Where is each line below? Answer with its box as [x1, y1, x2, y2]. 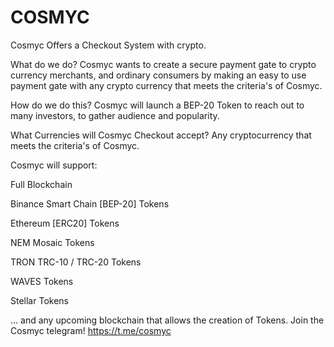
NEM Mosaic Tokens [10, 236, 95, 248]
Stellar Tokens [10, 294, 69, 306]
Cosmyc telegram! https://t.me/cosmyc [10, 324, 172, 336]
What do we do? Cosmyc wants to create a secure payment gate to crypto [10, 58, 317, 70]
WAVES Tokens [10, 275, 74, 287]
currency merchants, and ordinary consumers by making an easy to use [10, 69, 307, 81]
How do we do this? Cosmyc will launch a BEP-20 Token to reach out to [10, 99, 305, 111]
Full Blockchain [10, 178, 73, 190]
